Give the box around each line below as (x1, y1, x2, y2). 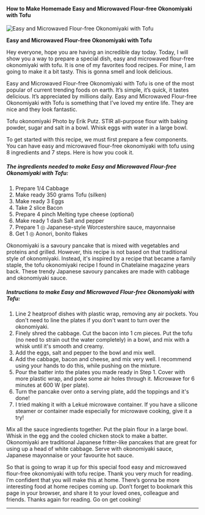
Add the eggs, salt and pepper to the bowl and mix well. (15, 349, 156, 356)
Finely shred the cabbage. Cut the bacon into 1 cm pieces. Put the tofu (15, 330, 193, 337)
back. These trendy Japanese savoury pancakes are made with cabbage (6, 268, 190, 275)
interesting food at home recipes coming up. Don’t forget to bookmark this (6, 483, 193, 491)
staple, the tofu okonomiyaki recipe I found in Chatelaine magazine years (6, 261, 190, 268)
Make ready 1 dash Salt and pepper (15, 217, 104, 225)
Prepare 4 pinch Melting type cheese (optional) (15, 211, 134, 218)
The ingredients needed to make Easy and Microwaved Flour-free (6, 162, 177, 170)
